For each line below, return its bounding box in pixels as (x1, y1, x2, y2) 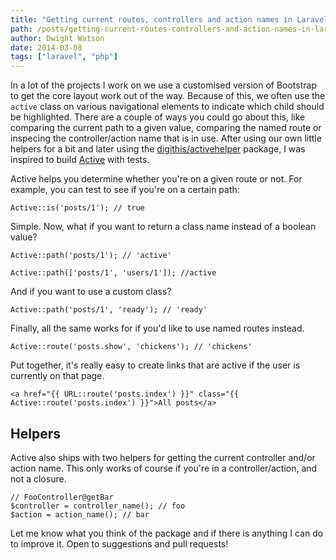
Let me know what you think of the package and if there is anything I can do (10, 527, 324, 539)
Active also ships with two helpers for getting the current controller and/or (10, 451, 316, 463)
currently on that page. (10, 370, 105, 382)
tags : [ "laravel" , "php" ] (10, 52, 118, 62)
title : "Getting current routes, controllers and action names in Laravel (10, 14, 329, 25)
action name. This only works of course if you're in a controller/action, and (10, 462, 318, 474)
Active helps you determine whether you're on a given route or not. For (10, 173, 303, 185)
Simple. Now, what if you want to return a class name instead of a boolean (10, 221, 317, 233)
